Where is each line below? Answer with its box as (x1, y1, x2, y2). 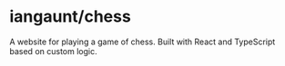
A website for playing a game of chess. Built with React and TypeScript (9, 36, 276, 47)
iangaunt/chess (9, 6, 132, 27)
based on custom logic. (9, 45, 97, 56)
